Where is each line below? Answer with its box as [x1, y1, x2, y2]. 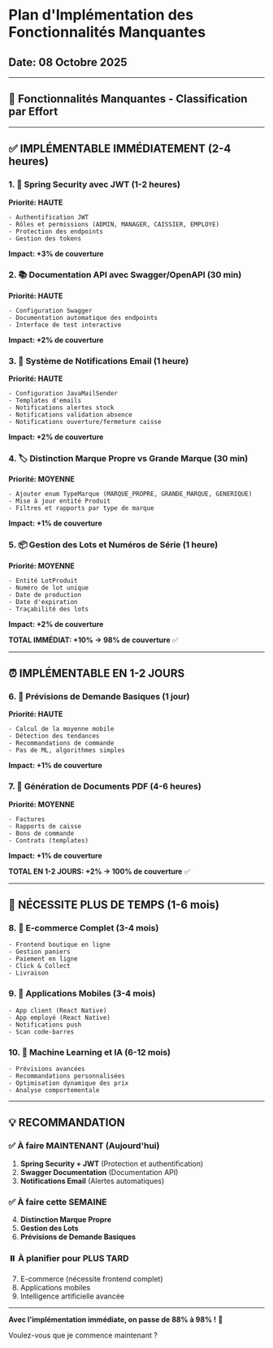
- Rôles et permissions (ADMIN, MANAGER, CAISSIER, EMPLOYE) [8, 220, 220, 228]
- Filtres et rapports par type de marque [8, 504, 154, 512]
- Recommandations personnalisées [8, 1072, 126, 1080]
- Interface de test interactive [8, 321, 122, 329]
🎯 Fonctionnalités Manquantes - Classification [8, 92, 248, 106]
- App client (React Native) [8, 1006, 107, 1014]
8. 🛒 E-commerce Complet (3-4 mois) [8, 922, 159, 933]
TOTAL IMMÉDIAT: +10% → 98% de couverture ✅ [8, 635, 179, 645]
